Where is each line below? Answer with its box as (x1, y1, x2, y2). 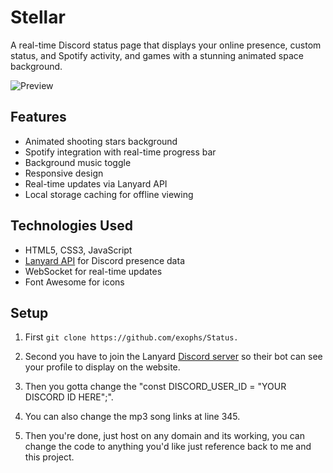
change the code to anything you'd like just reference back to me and (24, 441, 312, 453)
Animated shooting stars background (24, 135, 178, 147)
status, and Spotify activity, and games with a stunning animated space (10, 49, 304, 61)
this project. (24, 451, 75, 463)
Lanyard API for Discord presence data (24, 254, 185, 266)
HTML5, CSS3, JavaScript (24, 244, 133, 256)
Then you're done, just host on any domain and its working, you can (24, 430, 305, 442)
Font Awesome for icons (24, 276, 125, 288)
